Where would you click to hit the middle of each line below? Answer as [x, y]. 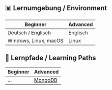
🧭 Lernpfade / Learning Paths [51, 58]
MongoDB [46, 80]
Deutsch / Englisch [29, 32]
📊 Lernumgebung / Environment [56, 8]
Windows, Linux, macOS [36, 41]
